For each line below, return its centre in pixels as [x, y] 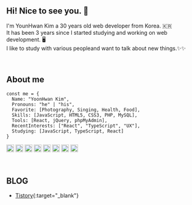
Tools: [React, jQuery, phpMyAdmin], [60, 120]
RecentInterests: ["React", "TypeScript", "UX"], [76, 126]
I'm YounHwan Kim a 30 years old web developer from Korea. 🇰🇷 [89, 26]
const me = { [23, 94]
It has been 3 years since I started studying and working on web [87, 32]
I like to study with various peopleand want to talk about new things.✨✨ [96, 48]
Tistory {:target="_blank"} [47, 196]
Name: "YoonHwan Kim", [41, 99]
